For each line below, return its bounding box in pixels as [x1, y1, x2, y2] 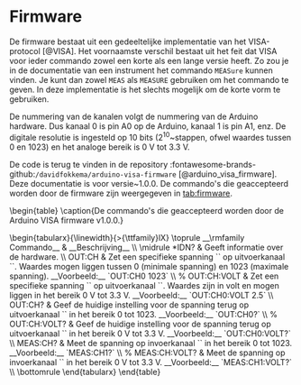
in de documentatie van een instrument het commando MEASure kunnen [9, 65, 273, 76]
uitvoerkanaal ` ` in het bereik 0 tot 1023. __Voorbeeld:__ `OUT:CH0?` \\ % [9, 308, 278, 319]
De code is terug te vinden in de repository [9, 159, 169, 170]
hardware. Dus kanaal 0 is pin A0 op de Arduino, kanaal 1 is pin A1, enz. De [9, 120, 287, 132]
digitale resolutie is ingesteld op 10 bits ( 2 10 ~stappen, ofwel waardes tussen [9, 130, 292, 142]
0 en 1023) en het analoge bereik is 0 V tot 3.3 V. [9, 142, 190, 152]
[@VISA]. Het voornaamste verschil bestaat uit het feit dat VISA [41, 45, 278, 56]
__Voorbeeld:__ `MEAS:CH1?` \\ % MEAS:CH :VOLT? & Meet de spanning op [9, 347, 286, 358]
